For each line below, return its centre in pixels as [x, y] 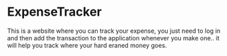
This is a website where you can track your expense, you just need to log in [114, 31]
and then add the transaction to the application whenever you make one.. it [113, 38]
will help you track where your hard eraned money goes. [87, 45]
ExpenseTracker [54, 12]
